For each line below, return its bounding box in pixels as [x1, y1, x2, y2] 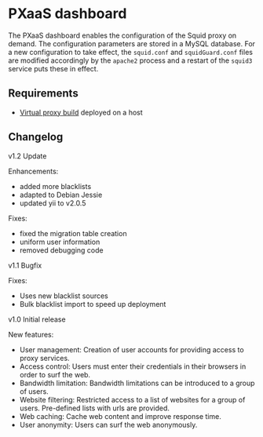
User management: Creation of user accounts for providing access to [19, 344, 245, 354]
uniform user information [19, 237, 100, 246]
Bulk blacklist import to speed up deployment [19, 299, 166, 308]
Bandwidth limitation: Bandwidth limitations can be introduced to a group [19, 378, 255, 388]
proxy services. [19, 353, 70, 362]
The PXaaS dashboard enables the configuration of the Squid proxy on [8, 31, 237, 40]
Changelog [8, 130, 64, 144]
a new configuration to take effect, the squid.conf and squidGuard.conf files [8, 47, 254, 56]
